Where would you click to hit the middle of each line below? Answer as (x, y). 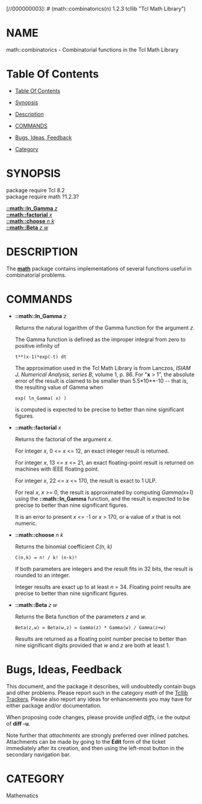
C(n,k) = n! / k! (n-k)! (46, 557)
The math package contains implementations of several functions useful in (99, 268)
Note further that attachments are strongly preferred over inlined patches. (98, 735)
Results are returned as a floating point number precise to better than (101, 639)
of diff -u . (18, 723)
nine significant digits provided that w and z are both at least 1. (92, 645)
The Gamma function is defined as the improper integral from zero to (100, 339)
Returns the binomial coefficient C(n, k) (63, 546)
